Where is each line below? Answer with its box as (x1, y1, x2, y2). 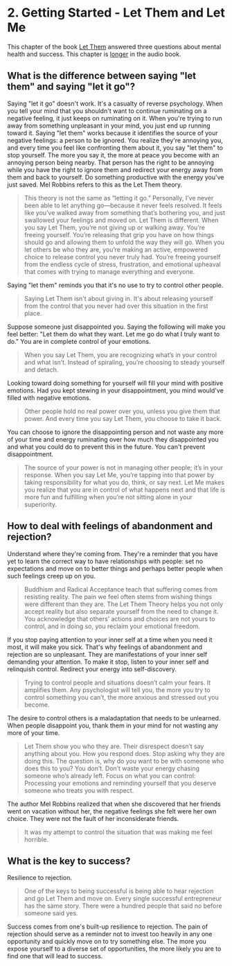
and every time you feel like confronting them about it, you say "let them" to (7, 144, 224, 152)
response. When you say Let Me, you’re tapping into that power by (24, 470, 215, 479)
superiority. (24, 500, 57, 508)
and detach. (24, 365, 59, 374)
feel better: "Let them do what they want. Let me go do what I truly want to (7, 329, 220, 338)
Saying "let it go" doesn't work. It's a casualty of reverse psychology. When (7, 99, 223, 107)
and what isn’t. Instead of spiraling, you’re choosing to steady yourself (24, 358, 225, 366)
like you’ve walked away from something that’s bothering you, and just (24, 208, 225, 216)
